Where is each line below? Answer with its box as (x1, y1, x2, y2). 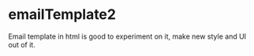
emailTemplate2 (8, 6, 117, 24)
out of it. (8, 39, 35, 49)
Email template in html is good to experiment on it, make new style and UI (8, 32, 247, 41)
